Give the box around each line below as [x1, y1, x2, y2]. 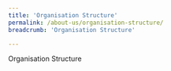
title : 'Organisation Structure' [8, 11, 118, 20]
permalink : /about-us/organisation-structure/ [8, 19, 164, 27]
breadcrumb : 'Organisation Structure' [8, 26, 136, 34]
